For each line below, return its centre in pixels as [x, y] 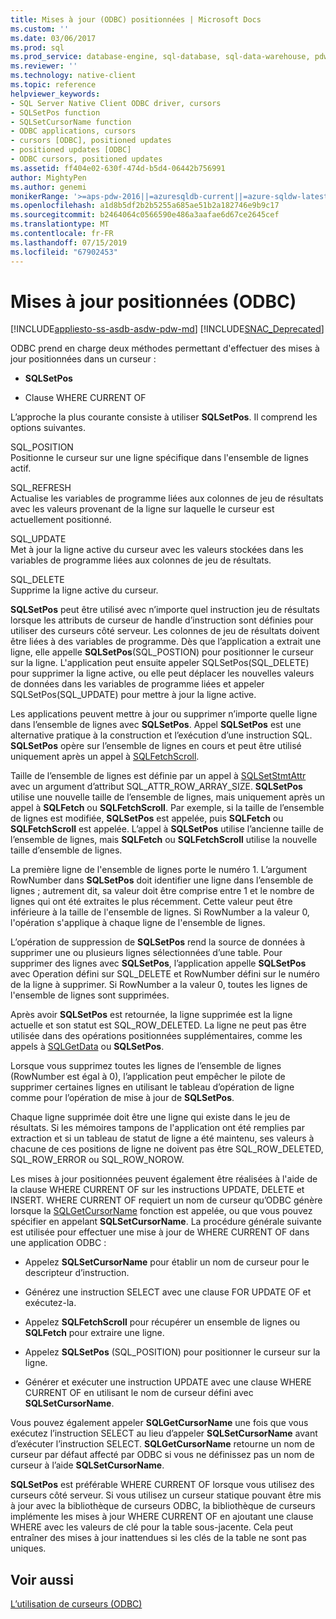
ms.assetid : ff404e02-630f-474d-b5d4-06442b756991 [118, 168]
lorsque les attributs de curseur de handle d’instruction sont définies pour [162, 620]
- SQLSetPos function [55, 112]
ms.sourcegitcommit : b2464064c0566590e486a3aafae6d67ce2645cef [145, 215]
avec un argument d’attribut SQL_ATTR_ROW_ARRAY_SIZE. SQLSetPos [156, 787]
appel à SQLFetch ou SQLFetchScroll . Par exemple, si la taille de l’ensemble [167, 808]
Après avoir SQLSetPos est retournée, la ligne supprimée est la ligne [151, 1015]
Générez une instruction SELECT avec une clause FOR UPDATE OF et [168, 1292]
